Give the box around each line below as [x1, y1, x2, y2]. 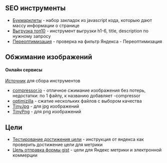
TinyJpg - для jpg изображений [12, 103, 79, 109]
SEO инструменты [5, 4, 66, 12]
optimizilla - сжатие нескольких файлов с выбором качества [12, 98, 142, 104]
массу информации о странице [12, 22, 80, 28]
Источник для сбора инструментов [5, 78, 80, 84]
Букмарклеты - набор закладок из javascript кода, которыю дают [12, 17, 152, 23]
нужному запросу [12, 33, 51, 39]
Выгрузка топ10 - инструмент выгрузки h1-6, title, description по [12, 27, 149, 34]
